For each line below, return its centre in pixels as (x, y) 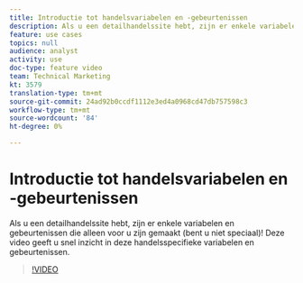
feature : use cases (46, 34)
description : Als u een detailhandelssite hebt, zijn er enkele (133, 26)
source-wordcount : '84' (54, 118)
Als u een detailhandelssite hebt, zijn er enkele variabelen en (122, 223)
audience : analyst (44, 51)
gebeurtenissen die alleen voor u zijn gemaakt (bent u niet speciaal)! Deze (147, 233)
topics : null (34, 43)
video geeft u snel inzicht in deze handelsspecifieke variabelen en (132, 242)
